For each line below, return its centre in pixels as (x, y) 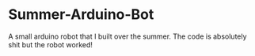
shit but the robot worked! (51, 44)
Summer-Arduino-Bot (81, 15)
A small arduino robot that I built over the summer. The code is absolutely (127, 36)
